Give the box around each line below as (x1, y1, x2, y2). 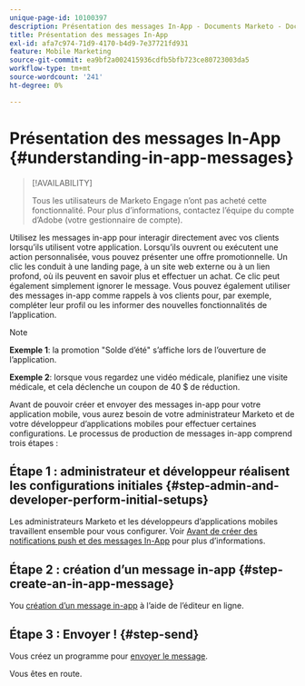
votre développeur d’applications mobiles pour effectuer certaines (9, 418, 257, 429)
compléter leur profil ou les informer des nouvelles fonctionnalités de (9, 299, 268, 310)
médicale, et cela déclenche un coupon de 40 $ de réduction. (9, 381, 241, 392)
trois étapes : (9, 437, 59, 448)
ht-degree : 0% (9, 81, 64, 90)
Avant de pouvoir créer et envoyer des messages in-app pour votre (9, 399, 261, 410)
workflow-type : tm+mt (9, 65, 92, 74)
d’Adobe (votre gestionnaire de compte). (31, 214, 183, 225)
